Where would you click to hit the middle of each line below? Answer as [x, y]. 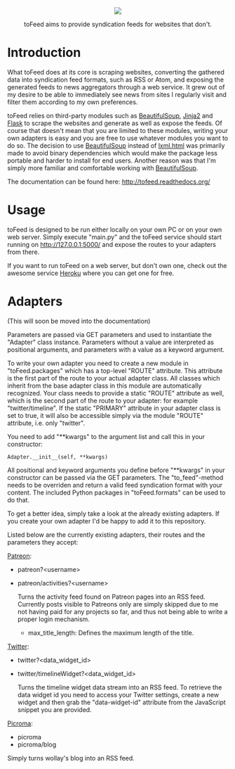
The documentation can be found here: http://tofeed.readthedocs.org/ [109, 182]
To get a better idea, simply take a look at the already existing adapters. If [113, 514]
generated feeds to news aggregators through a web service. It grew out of [116, 87]
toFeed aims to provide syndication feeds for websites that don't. [118, 24]
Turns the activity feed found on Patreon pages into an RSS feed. [111, 597]
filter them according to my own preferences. [73, 102]
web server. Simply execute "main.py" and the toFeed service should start [115, 237]
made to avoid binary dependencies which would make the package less [112, 153]
